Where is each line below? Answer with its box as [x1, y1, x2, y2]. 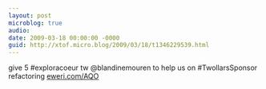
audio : [8, 26, 30, 34]
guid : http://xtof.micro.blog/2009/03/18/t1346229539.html [8, 41, 210, 49]
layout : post [8, 11, 52, 20]
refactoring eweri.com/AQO [8, 72, 99, 81]
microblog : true [8, 19, 62, 27]
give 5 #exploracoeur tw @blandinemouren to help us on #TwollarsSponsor [8, 63, 258, 72]
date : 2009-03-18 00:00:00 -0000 [8, 33, 120, 42]
